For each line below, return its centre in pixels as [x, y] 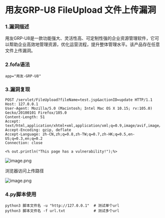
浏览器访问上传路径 [25, 171]
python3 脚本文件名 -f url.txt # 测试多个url [62, 211]
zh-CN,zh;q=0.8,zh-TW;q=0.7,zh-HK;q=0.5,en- [89, 134]
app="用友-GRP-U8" [23, 76]
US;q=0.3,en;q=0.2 [24, 139]
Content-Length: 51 [25, 117]
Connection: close [24, 143]
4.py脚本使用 [21, 194]
